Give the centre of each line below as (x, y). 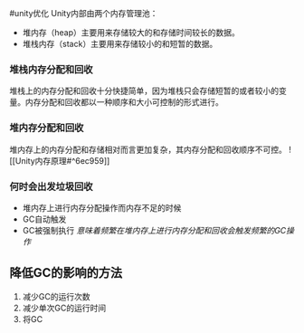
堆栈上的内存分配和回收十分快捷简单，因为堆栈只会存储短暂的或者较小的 (144, 91)
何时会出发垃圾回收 (51, 186)
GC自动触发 (44, 219)
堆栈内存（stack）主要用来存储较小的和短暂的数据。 (120, 44)
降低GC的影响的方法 (66, 273)
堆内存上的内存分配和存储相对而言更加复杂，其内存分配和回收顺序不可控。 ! (150, 149)
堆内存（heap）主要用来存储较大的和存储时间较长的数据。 (131, 33)
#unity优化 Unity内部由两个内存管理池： (84, 13)
